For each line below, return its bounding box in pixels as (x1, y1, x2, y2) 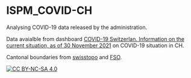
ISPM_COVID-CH (6, 4, 93, 18)
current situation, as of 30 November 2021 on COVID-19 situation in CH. (6, 42, 184, 49)
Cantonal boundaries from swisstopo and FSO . (6, 53, 122, 60)
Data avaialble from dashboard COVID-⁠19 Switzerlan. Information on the (6, 35, 185, 42)
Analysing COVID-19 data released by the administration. (6, 24, 148, 31)
